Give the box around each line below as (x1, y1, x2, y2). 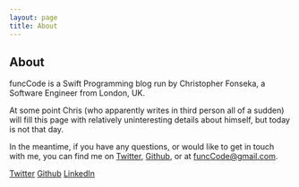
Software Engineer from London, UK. (9, 88, 146, 98)
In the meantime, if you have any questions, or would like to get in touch (9, 141, 275, 152)
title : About (9, 21, 58, 30)
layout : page (9, 13, 58, 22)
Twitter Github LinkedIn (9, 168, 96, 179)
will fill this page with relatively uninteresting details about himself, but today (9, 115, 291, 125)
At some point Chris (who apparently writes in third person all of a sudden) (9, 105, 285, 116)
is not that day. (9, 124, 64, 135)
